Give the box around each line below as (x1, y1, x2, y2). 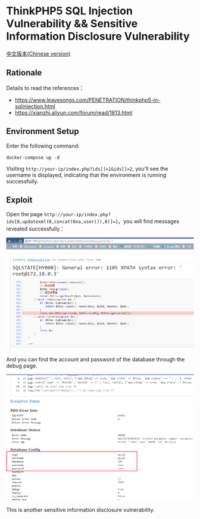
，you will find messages (118, 218, 180, 225)
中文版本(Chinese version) (6, 50, 71, 57)
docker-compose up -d (6, 154, 60, 161)
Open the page (6, 211, 43, 218)
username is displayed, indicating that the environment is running (6, 171, 167, 179)
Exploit (6, 195, 33, 205)
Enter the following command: (6, 142, 80, 149)
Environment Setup (6, 127, 79, 137)
